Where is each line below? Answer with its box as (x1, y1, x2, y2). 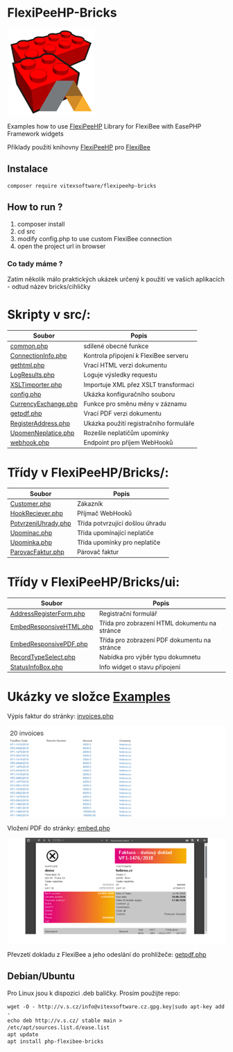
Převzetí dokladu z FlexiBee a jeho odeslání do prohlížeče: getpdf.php (7, 950, 207, 958)
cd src (17, 227, 36, 236)
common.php (10, 342, 49, 350)
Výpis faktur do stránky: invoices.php (7, 712, 114, 721)
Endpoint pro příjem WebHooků (83, 438, 173, 447)
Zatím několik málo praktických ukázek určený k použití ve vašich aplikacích (7, 274, 225, 283)
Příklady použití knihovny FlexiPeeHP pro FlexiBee (7, 142, 150, 151)
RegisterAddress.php (10, 419, 71, 427)
